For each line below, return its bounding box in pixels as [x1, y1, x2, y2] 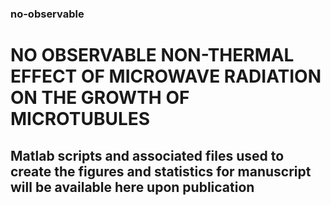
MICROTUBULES [10, 108, 151, 131]
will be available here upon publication [10, 178, 255, 196]
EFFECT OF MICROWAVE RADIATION [10, 65, 322, 88]
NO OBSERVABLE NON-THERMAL [10, 44, 295, 67]
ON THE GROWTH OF [10, 87, 190, 109]
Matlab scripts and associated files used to [10, 147, 285, 164]
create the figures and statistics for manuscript [10, 163, 312, 180]
